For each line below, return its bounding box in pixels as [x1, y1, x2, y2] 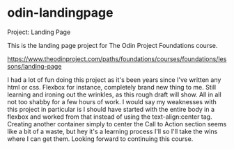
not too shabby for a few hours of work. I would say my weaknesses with [7, 97, 217, 106]
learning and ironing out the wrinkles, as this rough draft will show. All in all [7, 90, 221, 99]
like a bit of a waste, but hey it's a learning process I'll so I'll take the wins [7, 127, 218, 135]
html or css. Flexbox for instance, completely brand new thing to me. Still [7, 83, 217, 91]
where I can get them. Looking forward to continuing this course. [7, 134, 194, 143]
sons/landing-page [7, 62, 62, 70]
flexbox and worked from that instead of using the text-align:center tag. [7, 112, 212, 121]
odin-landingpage [7, 5, 114, 21]
